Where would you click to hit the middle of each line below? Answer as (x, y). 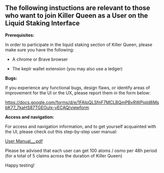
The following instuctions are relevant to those (78, 8)
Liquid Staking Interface (42, 23)
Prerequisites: (20, 35)
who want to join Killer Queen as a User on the (77, 16)
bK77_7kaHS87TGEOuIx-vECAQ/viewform (47, 108)
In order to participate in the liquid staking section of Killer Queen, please (79, 44)
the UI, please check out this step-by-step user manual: (61, 131)
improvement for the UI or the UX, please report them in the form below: (78, 93)
